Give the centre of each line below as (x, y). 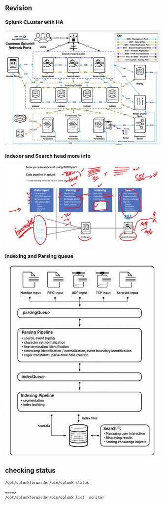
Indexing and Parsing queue (39, 256)
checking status (30, 471)
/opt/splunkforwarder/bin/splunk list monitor (55, 497)
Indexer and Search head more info (48, 156)
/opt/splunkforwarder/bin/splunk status (47, 482)
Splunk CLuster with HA (34, 22)
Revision (19, 8)
